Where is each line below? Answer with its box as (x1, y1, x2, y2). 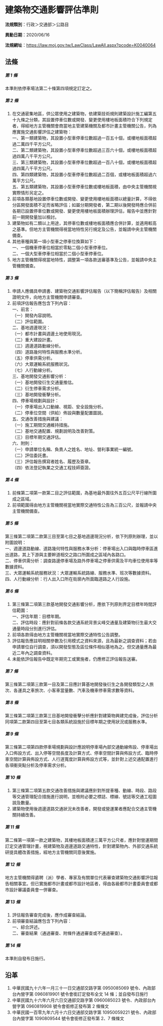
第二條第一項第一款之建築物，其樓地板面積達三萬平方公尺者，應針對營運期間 (5, 837, 158, 843)
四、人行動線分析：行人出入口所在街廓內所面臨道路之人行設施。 (5, 576, 132, 582)
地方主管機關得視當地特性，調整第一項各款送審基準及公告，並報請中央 (12, 257, 153, 263)
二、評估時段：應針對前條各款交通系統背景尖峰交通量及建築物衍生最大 (12, 619, 153, 626)
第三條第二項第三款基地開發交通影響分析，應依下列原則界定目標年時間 (12, 601, 153, 607)
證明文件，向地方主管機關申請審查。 (12, 294, 85, 300)
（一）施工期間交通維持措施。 (12, 422, 72, 428)
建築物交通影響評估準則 (5, 4, 99, 16)
